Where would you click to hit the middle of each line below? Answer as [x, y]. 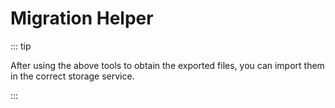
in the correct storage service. [72, 76]
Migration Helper [82, 18]
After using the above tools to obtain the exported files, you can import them [167, 65]
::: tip [21, 46]
